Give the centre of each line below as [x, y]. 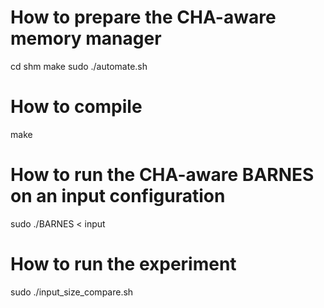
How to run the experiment [123, 264]
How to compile [76, 107]
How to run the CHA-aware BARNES [162, 175]
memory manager [86, 38]
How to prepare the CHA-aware [143, 17]
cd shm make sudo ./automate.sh [79, 66]
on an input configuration [118, 196]
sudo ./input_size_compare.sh [72, 292]
